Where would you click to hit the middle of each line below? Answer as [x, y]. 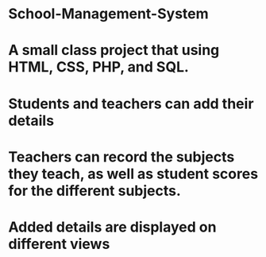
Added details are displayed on [112, 227]
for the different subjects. [94, 191]
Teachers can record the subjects [121, 157]
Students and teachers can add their [131, 103]
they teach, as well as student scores [133, 174]
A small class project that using [114, 51]
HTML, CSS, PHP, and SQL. [98, 67]
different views [59, 244]
